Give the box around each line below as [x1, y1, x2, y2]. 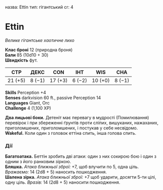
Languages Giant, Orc [5, 100, 50, 106]
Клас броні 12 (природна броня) [5, 46, 73, 53]
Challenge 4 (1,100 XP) [5, 105, 51, 111]
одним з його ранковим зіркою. [5, 159, 71, 165]
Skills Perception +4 [5, 89, 46, 95]
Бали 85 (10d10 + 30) [5, 52, 49, 58]
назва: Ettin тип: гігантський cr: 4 [5, 4, 74, 10]
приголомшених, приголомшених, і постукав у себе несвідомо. [5, 125, 138, 131]
